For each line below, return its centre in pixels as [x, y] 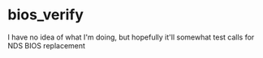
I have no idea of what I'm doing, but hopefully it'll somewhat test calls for [131, 37]
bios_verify [46, 15]
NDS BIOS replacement [47, 45]
